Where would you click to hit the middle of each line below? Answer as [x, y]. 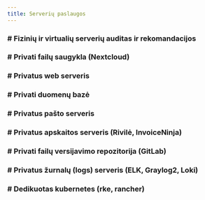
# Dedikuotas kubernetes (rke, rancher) [76, 189]
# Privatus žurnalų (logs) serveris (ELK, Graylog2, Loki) [102, 170]
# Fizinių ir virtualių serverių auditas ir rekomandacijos [102, 38]
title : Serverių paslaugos [47, 14]
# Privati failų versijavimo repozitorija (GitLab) [87, 152]
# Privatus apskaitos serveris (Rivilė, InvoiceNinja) [94, 133]
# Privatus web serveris [48, 76]
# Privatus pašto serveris [51, 114]
